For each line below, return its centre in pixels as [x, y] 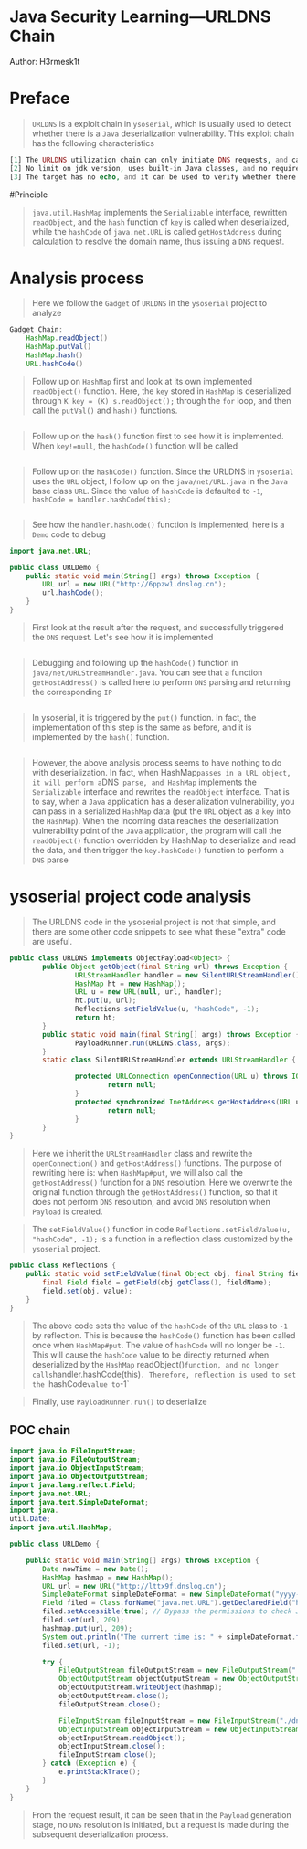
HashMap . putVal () [59, 347]
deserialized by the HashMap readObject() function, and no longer [155, 1364]
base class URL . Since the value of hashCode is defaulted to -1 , [147, 491]
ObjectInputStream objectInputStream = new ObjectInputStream [179, 1729]
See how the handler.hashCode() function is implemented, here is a [158, 524]
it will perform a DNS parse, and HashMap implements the [144, 782]
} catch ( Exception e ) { [90, 1764]
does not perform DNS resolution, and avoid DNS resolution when [151, 1202]
